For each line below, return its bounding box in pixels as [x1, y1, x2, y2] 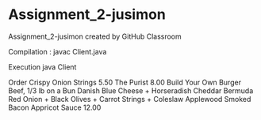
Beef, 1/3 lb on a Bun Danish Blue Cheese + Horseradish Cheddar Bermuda [8, 85, 254, 96]
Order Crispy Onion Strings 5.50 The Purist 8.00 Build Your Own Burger [8, 77, 242, 87]
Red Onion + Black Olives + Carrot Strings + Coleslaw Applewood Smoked [8, 94, 251, 103]
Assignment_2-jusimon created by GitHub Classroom [8, 32, 182, 41]
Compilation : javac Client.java [8, 47, 107, 56]
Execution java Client [8, 62, 77, 72]
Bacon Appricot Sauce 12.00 [8, 103, 102, 112]
